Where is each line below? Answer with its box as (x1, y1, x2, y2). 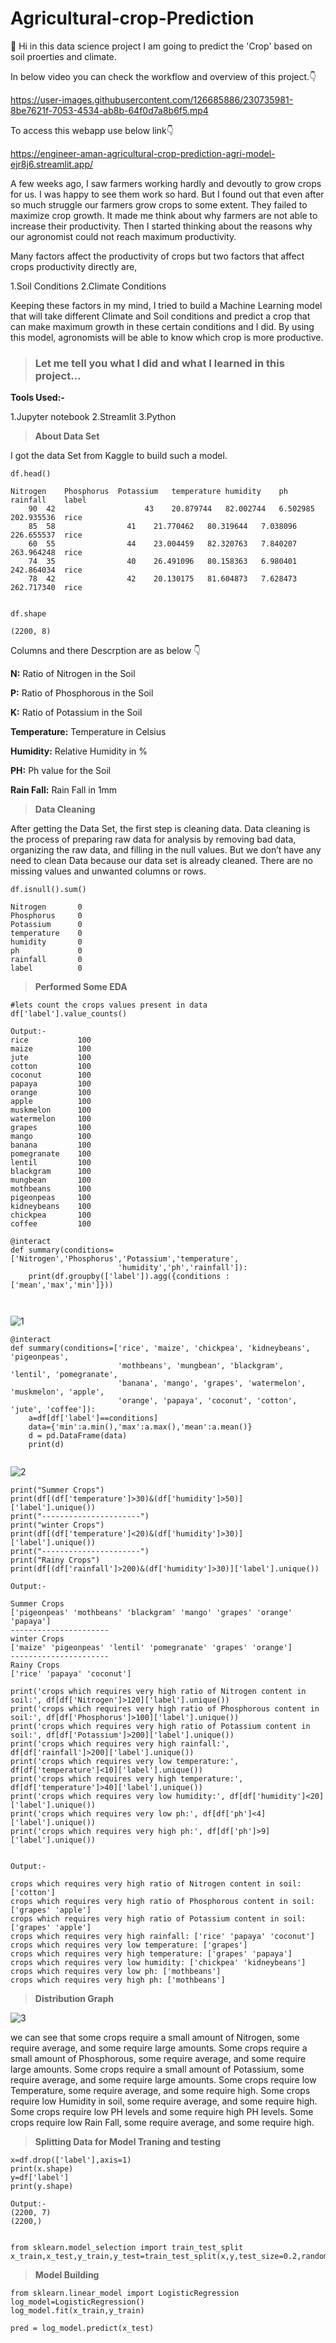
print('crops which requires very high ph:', (10, 1827, 203, 1837)
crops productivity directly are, (10, 260, 138, 272)
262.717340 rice (10, 583, 83, 593)
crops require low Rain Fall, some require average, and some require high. (10, 2117, 315, 2129)
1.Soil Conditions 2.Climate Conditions (10, 280, 167, 292)
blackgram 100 (10, 1167, 92, 1177)
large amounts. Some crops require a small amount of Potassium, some (10, 2063, 305, 2076)
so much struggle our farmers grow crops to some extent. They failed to (10, 198, 308, 211)
